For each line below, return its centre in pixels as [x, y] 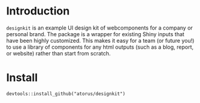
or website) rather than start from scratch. [59, 53]
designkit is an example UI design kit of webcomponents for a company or [100, 28]
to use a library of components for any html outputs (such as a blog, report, [100, 47]
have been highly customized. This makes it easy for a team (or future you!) [100, 40]
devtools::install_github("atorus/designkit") [66, 94]
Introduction [38, 11]
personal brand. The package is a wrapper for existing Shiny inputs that [95, 34]
